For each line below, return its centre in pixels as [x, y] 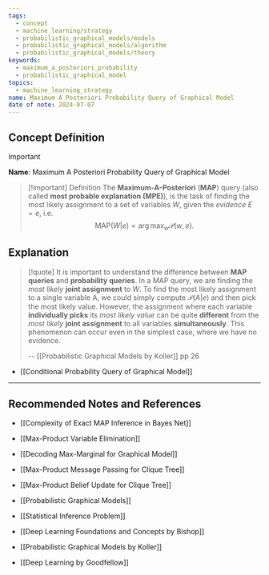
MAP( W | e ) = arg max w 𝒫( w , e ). [145, 226]
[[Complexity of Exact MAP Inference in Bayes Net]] [106, 423]
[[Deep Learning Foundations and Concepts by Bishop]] [112, 532]
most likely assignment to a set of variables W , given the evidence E [140, 204]
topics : [21, 82]
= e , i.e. [40, 213]
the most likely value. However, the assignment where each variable [140, 306]
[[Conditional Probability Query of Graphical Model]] [106, 371]
